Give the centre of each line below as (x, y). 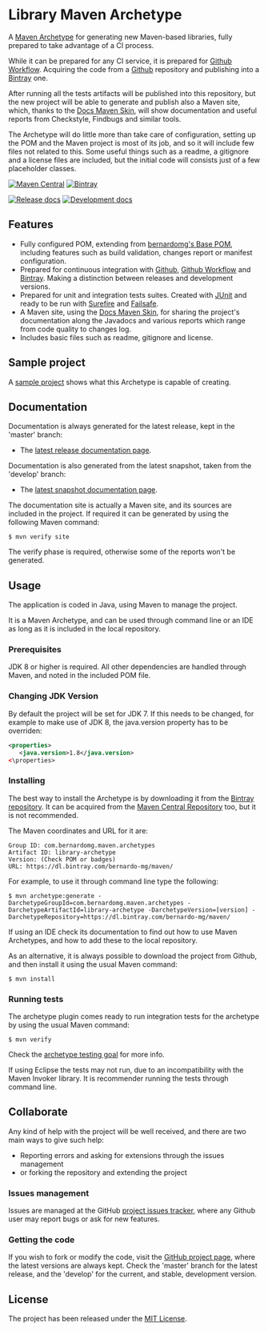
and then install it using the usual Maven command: (93, 964)
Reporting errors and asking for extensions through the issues (122, 1155)
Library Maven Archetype (95, 15)
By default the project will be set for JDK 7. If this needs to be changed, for (131, 713)
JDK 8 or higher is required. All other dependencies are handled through (127, 667)
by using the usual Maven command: (69, 1025)
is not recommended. (43, 815)
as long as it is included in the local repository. (85, 629)
